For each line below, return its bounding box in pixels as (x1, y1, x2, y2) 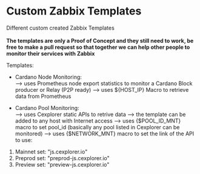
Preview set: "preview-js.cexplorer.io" (15, 161, 110, 168)
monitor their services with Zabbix (6, 50, 95, 57)
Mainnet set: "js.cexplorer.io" (15, 148, 88, 155)
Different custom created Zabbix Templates (6, 24, 115, 31)
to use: (15, 136, 33, 143)
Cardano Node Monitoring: (15, 73, 82, 80)
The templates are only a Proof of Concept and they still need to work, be (6, 37, 194, 44)
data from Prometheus (15, 92, 72, 100)
